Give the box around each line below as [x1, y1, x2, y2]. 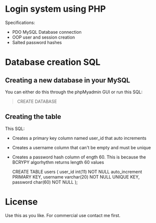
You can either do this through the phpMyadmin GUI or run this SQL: [5, 89, 143, 95]
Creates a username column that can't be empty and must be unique [12, 144, 151, 150]
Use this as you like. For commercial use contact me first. [5, 212, 121, 218]
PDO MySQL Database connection [12, 29, 82, 35]
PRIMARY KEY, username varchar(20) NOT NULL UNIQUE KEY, [12, 174, 140, 179]
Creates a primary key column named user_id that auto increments [12, 135, 147, 141]
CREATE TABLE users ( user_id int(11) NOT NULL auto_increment [12, 169, 142, 175]
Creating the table [5, 112, 61, 121]
